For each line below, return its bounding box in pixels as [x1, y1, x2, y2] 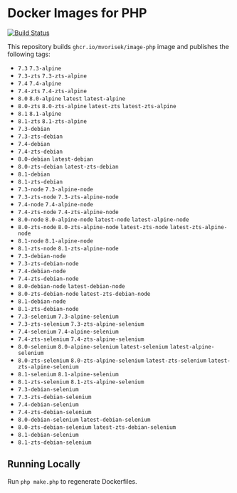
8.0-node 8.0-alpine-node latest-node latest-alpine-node [17, 216, 189, 223]
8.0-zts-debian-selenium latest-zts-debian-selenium [17, 423, 177, 431]
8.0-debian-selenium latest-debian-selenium [17, 416, 151, 423]
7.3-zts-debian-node [17, 260, 79, 267]
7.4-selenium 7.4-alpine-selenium [17, 328, 119, 335]
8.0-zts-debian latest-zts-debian [17, 163, 119, 170]
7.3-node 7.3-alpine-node [17, 186, 94, 193]
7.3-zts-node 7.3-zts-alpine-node [17, 194, 119, 201]
